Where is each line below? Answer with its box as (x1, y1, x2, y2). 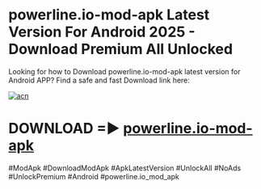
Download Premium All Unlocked (8, 40, 233, 58)
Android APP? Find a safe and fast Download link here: (8, 75, 190, 85)
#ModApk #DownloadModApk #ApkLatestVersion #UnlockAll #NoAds (8, 163, 242, 173)
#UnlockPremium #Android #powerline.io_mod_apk (8, 171, 180, 181)
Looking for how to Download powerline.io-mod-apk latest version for (8, 66, 241, 76)
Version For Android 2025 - (8, 23, 196, 41)
